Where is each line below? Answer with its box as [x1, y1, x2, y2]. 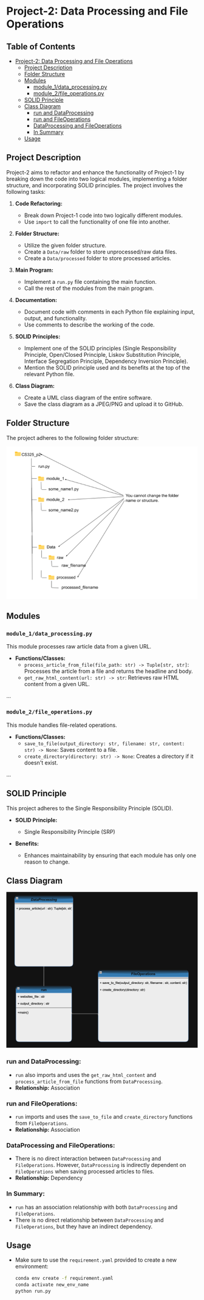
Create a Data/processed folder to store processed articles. [24, 254, 172, 262]
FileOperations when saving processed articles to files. [15, 1168, 155, 1175]
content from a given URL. [24, 681, 90, 688]
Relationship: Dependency [15, 1174, 83, 1181]
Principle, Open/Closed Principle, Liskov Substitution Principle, [24, 351, 181, 358]
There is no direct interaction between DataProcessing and [15, 1155, 161, 1162]
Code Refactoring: [15, 199, 63, 207]
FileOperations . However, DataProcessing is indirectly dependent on [15, 1161, 186, 1169]
